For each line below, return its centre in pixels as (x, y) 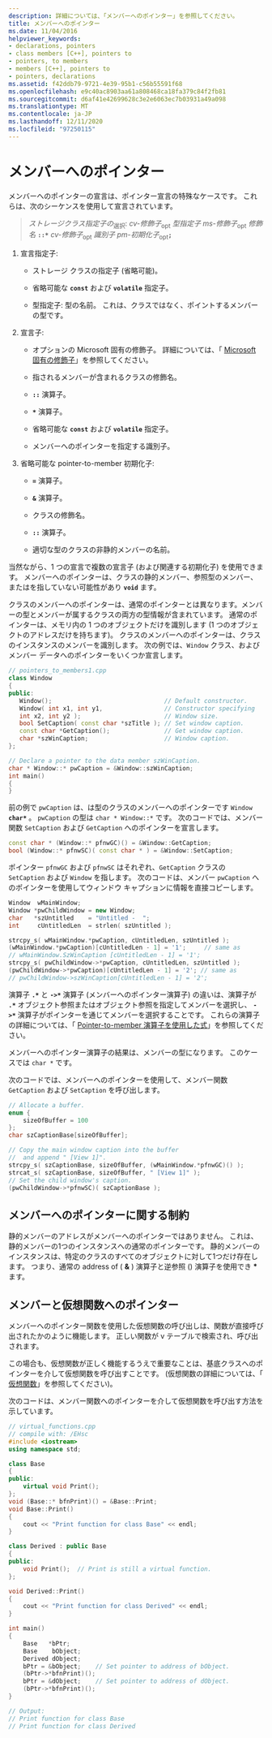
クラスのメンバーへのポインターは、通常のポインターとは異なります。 (125, 605)
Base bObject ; (52, 1651)
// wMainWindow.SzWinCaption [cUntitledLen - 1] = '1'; (104, 955)
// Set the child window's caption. (70, 1180)
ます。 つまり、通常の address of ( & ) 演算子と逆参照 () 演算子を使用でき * (133, 1266)
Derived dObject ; (52, 1658)
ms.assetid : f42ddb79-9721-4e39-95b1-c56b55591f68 (96, 84)
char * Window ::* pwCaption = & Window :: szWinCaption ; (101, 768)
